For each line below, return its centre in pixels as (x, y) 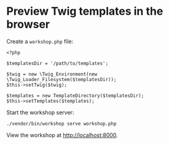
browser (28, 24)
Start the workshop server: (40, 112)
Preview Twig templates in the (85, 11)
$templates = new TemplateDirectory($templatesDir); (75, 96)
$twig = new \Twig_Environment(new (52, 74)
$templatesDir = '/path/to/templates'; (57, 63)
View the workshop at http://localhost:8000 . (62, 135)
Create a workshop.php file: (40, 41)
